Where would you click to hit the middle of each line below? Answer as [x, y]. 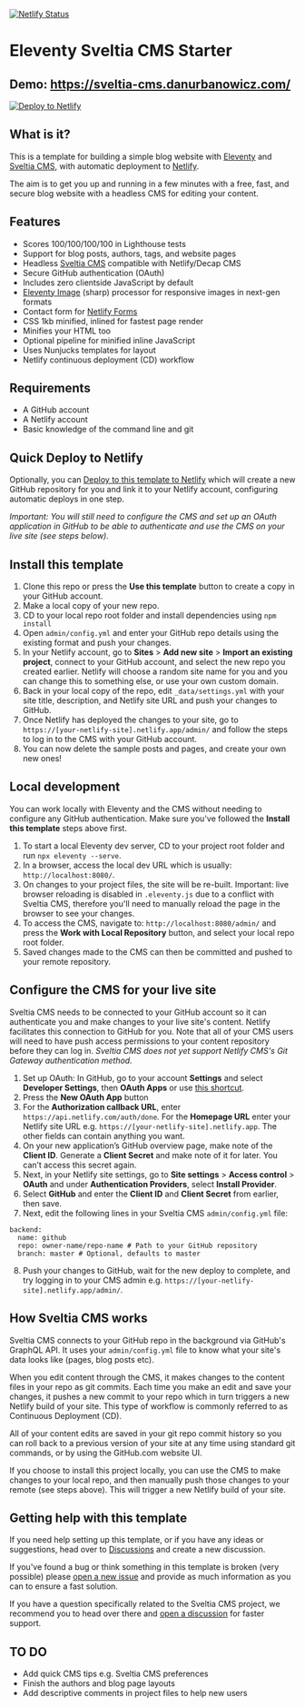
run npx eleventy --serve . [72, 855]
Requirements [50, 388]
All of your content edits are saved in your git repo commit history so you [146, 1433]
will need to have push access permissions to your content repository [139, 1041]
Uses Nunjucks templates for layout [89, 350]
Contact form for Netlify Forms [80, 311]
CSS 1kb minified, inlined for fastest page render [113, 321]
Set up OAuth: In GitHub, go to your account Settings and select [143, 1077]
